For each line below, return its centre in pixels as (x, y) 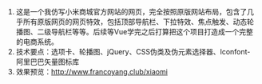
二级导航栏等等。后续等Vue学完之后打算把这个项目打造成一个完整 (145, 32)
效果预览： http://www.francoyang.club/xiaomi (91, 72)
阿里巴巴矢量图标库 (48, 62)
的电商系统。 (37, 42)
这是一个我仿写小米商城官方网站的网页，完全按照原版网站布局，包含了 (131, 12)
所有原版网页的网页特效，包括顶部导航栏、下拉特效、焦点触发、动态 (135, 22)
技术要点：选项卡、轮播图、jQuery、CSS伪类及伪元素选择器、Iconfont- (133, 52)
